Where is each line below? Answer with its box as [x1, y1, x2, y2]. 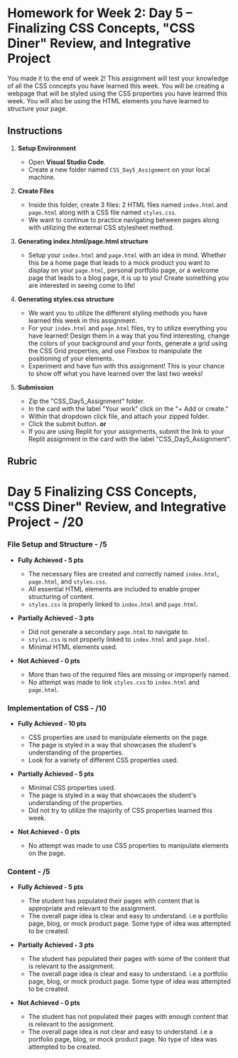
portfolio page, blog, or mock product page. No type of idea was [28, 1035, 217, 1044]
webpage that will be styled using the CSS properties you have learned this [7, 89, 227, 98]
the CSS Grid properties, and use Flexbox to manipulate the [28, 346, 202, 355]
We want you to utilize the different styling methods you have [28, 308, 208, 317]
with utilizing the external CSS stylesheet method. [28, 223, 175, 232]
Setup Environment [17, 144, 77, 152]
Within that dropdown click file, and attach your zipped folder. [28, 412, 210, 420]
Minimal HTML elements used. [28, 643, 118, 651]
